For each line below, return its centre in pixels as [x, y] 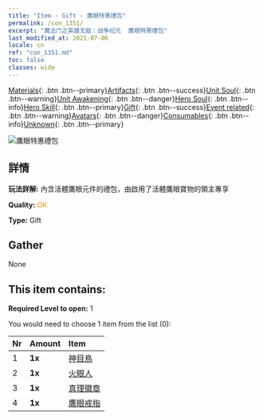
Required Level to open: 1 [51, 308]
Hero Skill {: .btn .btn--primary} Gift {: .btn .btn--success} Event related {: [139, 107]
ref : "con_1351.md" [41, 53]
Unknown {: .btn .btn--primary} [74, 124]
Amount [45, 343]
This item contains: [57, 289]
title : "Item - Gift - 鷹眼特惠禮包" [67, 16]
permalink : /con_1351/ [46, 23]
